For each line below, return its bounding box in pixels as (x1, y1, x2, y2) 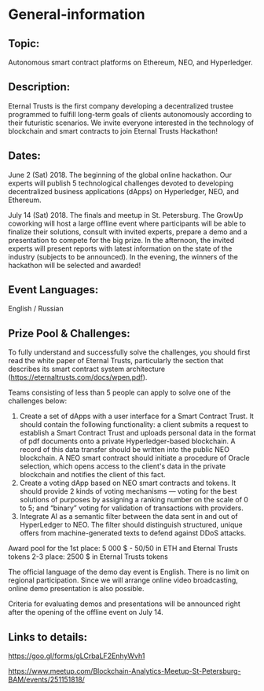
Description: (8, 80, 71, 94)
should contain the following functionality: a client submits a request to (19, 420, 249, 429)
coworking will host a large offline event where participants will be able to (8, 219, 246, 228)
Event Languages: (8, 283, 99, 296)
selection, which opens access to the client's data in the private (19, 461, 226, 471)
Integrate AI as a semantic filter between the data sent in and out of (19, 512, 238, 521)
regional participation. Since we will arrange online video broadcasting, (8, 575, 238, 585)
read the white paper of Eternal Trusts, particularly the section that (8, 356, 224, 366)
